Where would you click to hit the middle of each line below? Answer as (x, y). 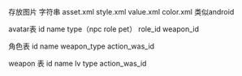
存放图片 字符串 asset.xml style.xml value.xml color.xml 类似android (121, 12)
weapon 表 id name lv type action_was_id (78, 63)
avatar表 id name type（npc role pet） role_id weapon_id (104, 29)
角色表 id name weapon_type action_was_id (82, 46)
